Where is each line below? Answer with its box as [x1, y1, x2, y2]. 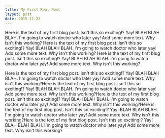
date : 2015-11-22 [5, 16, 41, 21]
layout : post [5, 12, 32, 17]
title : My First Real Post [5, 7, 61, 12]
